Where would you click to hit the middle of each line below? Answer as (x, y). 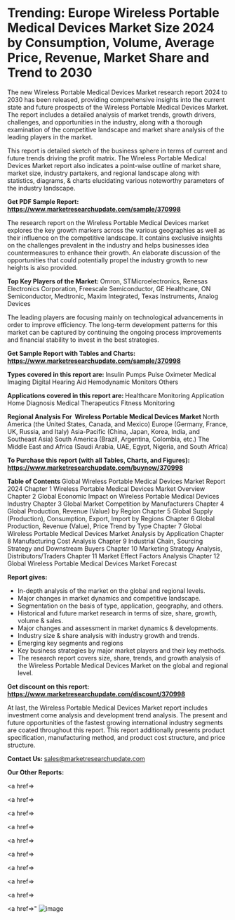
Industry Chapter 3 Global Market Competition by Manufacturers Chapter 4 (116, 504)
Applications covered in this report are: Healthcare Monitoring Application (116, 395)
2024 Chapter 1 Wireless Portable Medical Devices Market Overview (106, 488)
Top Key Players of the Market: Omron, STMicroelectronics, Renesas (108, 281)
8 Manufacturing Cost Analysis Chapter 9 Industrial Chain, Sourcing (105, 541)
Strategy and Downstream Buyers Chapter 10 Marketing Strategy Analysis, (115, 548)
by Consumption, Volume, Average (111, 43)
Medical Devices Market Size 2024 (111, 28)
